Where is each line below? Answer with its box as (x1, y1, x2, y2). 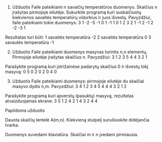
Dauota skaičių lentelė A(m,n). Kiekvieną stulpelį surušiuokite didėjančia (5, 117, 150, 122)
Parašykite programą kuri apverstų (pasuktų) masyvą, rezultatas (5, 93, 134, 99)
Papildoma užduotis (5, 107, 45, 113)
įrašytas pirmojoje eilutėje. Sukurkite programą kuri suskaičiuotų (12, 9, 142, 15)
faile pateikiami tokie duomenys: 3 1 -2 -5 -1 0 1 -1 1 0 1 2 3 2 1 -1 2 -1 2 (12, 20, 154, 25)
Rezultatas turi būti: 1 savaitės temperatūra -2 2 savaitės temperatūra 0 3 (5, 34, 151, 40)
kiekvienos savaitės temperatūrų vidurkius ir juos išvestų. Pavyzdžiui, (12, 15, 152, 20)
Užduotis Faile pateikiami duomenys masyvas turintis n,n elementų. (12, 49, 148, 55)
